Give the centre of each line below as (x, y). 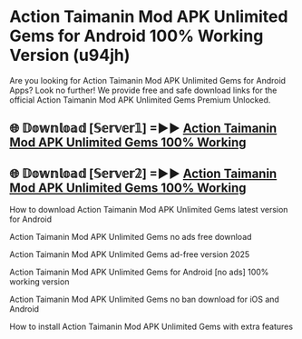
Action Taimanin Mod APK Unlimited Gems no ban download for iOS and (144, 299)
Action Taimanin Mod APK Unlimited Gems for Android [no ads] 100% (139, 272)
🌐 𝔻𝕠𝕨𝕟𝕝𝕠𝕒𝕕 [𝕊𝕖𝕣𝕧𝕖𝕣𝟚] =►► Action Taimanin (143, 173)
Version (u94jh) (70, 55)
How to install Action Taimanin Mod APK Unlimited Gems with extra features (151, 327)
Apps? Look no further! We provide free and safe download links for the (143, 90)
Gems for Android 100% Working (136, 36)
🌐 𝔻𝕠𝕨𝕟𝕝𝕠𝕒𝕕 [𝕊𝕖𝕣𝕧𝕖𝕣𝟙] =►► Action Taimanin (143, 129)
